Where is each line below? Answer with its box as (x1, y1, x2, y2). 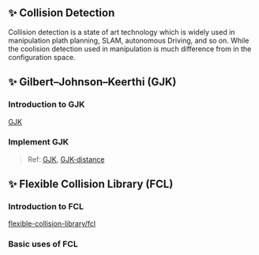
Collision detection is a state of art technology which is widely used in (8, 27, 235, 36)
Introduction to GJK (8, 99, 85, 110)
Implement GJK (8, 137, 69, 148)
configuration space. (8, 52, 76, 62)
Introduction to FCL (8, 201, 84, 212)
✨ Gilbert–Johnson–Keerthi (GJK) (8, 75, 177, 89)
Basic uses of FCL (8, 238, 78, 249)
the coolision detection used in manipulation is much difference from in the (8, 43, 252, 54)
